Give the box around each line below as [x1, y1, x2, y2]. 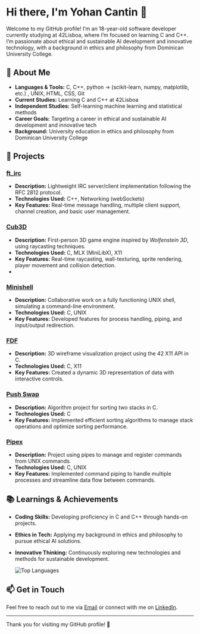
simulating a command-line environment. [14, 303, 115, 310]
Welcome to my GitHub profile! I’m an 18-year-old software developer [6, 25, 177, 32]
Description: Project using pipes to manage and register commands [14, 451, 182, 458]
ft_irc [6, 169, 22, 177]
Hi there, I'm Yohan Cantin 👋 [6, 5, 148, 19]
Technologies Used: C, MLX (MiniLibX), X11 [14, 249, 123, 256]
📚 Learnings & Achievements [6, 494, 118, 505]
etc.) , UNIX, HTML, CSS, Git [14, 89, 85, 97]
